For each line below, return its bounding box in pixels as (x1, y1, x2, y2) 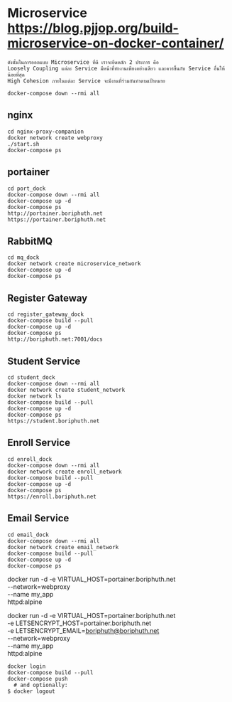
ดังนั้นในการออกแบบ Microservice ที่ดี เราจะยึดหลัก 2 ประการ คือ (7, 58, 160, 65)
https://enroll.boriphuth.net (7, 493, 97, 500)
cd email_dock (7, 531, 50, 538)
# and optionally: (13, 681, 69, 688)
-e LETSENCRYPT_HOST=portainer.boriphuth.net (7, 619, 152, 627)
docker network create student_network (7, 386, 126, 393)
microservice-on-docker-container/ (7, 36, 224, 51)
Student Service (7, 355, 81, 367)
